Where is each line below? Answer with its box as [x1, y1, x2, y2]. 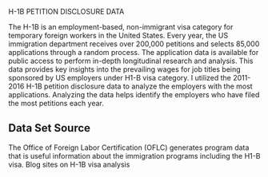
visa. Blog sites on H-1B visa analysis [8, 159, 130, 169]
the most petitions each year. [8, 99, 104, 108]
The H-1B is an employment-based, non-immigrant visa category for [8, 22, 234, 31]
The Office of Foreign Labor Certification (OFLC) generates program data [8, 143, 250, 152]
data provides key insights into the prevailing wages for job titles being [8, 65, 242, 74]
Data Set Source [8, 121, 90, 135]
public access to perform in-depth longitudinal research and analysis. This [8, 56, 254, 65]
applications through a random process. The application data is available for [8, 48, 259, 57]
